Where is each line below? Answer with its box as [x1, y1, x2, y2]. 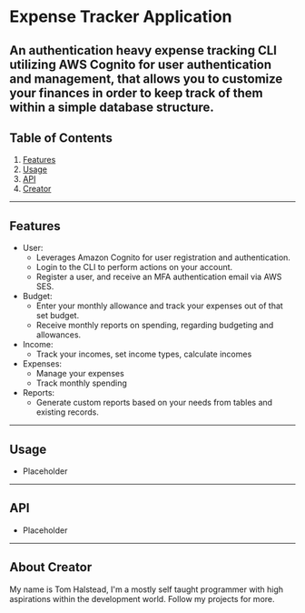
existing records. [35, 407, 100, 417]
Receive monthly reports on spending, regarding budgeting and [35, 320, 274, 331]
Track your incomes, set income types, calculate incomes [35, 348, 252, 360]
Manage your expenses [35, 368, 124, 379]
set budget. [35, 310, 80, 321]
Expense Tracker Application [9, 6, 233, 27]
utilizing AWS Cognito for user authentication [9, 56, 272, 72]
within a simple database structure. [9, 99, 215, 115]
